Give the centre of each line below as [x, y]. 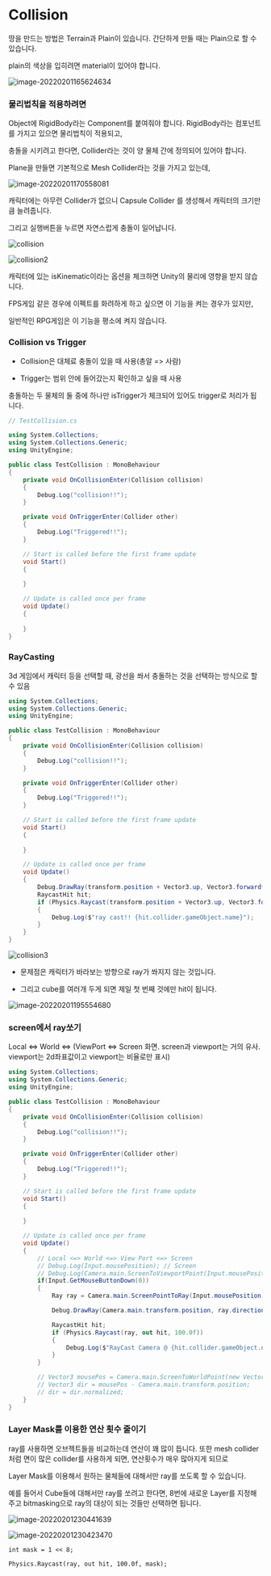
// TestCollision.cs [43, 421]
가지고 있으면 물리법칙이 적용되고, [69, 133]
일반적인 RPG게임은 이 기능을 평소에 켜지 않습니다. [88, 321]
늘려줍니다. [34, 211]
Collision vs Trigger [48, 343]
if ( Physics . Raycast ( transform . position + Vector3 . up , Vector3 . [148, 902]
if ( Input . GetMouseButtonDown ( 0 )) [94, 1281]
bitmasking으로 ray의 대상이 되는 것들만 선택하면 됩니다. [112, 1503]
